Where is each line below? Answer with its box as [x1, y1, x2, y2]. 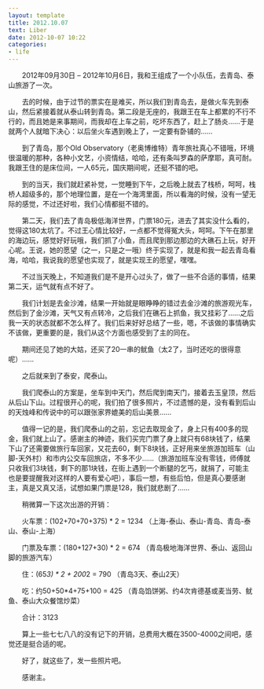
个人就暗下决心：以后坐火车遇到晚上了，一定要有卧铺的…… [21, 126, 214, 136]
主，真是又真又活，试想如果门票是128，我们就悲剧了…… [8, 483, 190, 492]
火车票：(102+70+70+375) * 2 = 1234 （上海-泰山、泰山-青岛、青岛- [21, 516, 244, 526]
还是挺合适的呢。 [14, 640, 71, 648]
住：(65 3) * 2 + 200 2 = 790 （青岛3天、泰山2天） [21, 570, 184, 578]
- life [8, 48, 30, 56]
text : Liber [8, 26, 47, 34]
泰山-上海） [21, 526, 60, 535]
